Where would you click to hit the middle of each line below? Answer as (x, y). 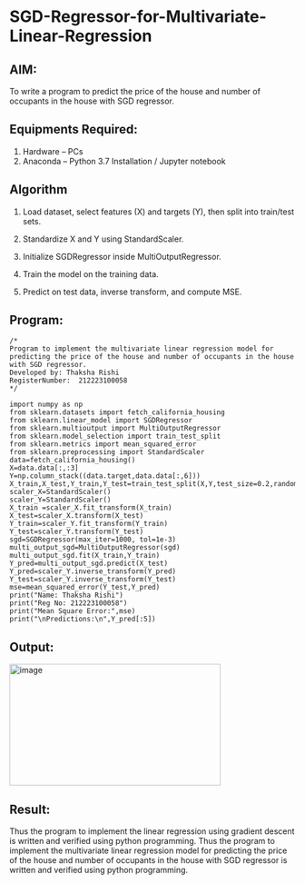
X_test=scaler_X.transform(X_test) (77, 516)
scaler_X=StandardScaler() (60, 492)
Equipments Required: (74, 129)
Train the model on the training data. (90, 273)
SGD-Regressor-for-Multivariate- (138, 17)
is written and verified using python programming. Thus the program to (142, 841)
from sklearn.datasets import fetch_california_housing (117, 412)
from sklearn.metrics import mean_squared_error (103, 444)
